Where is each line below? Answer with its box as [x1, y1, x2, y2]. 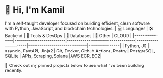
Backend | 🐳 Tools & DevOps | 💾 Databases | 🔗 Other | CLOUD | [5, 32, 132, 38]
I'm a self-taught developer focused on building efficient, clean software [5, 20, 150, 26]
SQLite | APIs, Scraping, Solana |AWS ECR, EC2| [5, 53, 102, 59]
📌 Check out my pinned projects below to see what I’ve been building [5, 62, 145, 68]
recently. [5, 67, 23, 73]
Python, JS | [125, 43, 149, 49]
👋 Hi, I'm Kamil [5, 4, 65, 15]
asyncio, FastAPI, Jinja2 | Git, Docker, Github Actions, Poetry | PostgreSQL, [5, 48, 156, 53]
